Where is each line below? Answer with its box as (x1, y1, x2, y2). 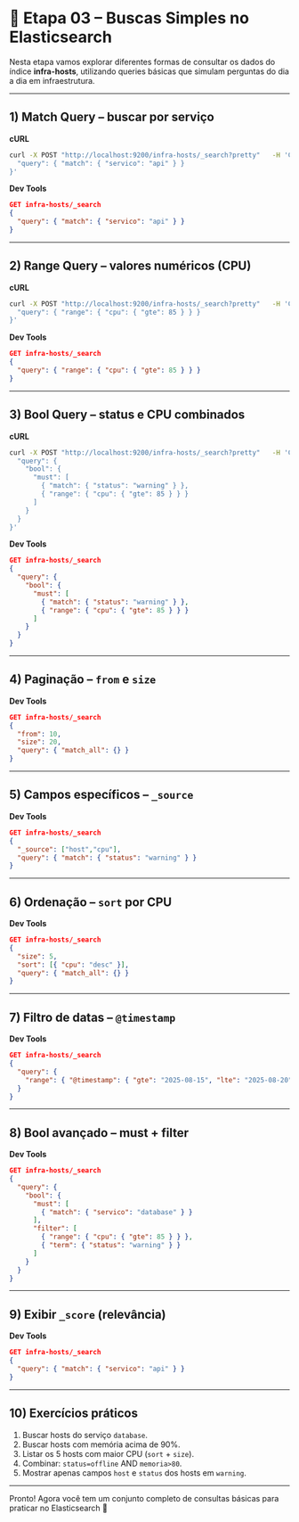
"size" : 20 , (17, 737, 62, 747)
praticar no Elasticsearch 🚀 (9, 1502, 109, 1513)
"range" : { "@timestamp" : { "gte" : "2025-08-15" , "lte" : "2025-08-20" (25, 1075, 293, 1084)
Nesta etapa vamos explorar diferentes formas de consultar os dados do (9, 56, 276, 67)
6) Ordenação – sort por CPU (9, 894, 172, 909)
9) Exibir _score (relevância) (9, 1306, 166, 1322)
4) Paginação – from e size (9, 672, 157, 687)
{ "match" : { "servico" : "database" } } (41, 1207, 193, 1216)
